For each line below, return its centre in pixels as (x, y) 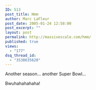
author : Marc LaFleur (27, 19)
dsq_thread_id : (21, 55)
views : (12, 46)
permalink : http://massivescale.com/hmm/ (48, 37)
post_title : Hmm (22, 14)
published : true (22, 42)
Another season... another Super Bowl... (46, 74)
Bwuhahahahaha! (23, 84)
